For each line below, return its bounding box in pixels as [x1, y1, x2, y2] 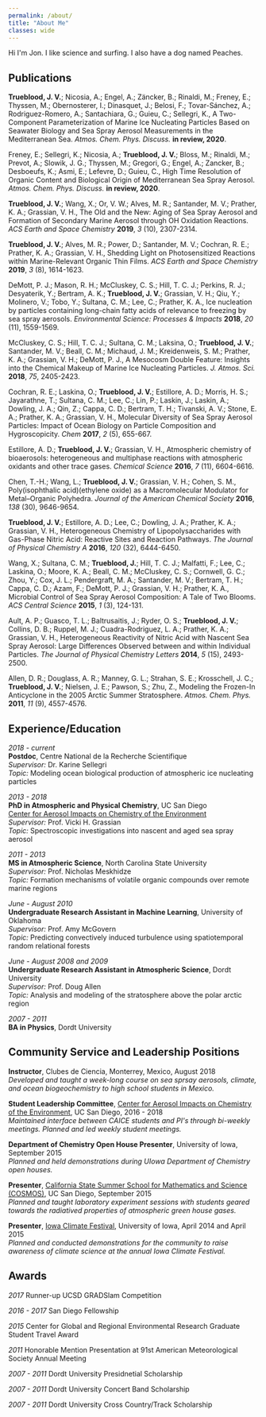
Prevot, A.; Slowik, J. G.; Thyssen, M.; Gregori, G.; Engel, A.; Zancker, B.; [8, 158, 245, 168]
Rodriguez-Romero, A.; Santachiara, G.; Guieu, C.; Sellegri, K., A [8, 109, 218, 119]
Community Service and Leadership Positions [8, 1045, 240, 1059]
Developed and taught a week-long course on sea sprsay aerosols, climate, [8, 1075, 257, 1084]
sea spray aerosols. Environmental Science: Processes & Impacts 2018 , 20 [8, 315, 254, 324]
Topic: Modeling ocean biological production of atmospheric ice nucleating [8, 768, 254, 778]
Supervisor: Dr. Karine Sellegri [8, 760, 107, 769]
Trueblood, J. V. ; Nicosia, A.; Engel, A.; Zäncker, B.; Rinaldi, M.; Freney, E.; [8, 92, 252, 102]
